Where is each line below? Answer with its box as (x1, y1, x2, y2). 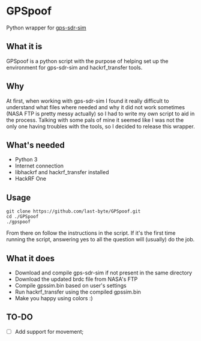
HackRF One (14, 175, 47, 183)
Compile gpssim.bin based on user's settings (14, 282, 127, 289)
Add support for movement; (14, 328, 84, 335)
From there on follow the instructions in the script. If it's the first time (6, 229, 176, 237)
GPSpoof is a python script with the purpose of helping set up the (6, 57, 169, 64)
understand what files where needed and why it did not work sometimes (6, 103, 185, 110)
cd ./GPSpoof (6, 214, 39, 220)
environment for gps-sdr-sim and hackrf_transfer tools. (6, 64, 143, 71)
